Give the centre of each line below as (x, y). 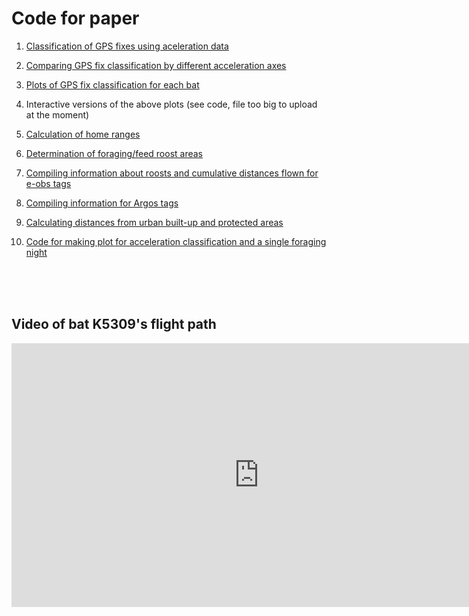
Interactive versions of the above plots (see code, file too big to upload (171, 104)
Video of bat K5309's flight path (114, 324)
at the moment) (57, 114)
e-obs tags (48, 183)
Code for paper (75, 18)
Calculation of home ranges (83, 134)
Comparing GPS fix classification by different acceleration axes (156, 65)
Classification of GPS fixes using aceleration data (127, 46)
